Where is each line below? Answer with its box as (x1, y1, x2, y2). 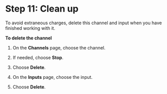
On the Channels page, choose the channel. (12, 44, 106, 51)
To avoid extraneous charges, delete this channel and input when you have (5, 20, 162, 26)
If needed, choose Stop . (12, 54, 63, 61)
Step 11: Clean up (5, 3, 79, 15)
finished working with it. (5, 25, 56, 31)
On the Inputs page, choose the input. (12, 74, 93, 80)
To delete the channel (5, 35, 52, 41)
